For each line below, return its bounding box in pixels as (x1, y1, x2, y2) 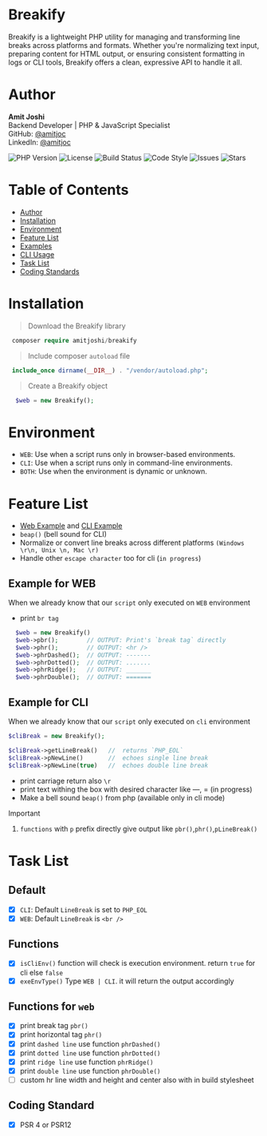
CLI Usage (19, 249, 55, 259)
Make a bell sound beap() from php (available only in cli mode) (19, 792, 226, 802)
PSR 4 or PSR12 (19, 1120, 72, 1130)
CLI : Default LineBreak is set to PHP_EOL (19, 904, 147, 914)
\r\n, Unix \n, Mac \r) (19, 546, 100, 554)
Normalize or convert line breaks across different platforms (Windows (19, 538, 245, 548)
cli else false (19, 967, 64, 977)
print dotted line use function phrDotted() (19, 1048, 161, 1058)
